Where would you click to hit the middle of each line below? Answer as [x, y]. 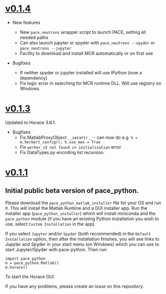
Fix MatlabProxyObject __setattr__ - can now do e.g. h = [79, 137]
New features [26, 22]
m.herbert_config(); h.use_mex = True [60, 142]
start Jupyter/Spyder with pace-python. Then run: [57, 249]
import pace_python [25, 259]
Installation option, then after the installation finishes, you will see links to [82, 239]
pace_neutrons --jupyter [46, 48]
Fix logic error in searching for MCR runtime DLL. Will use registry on [90, 83]
